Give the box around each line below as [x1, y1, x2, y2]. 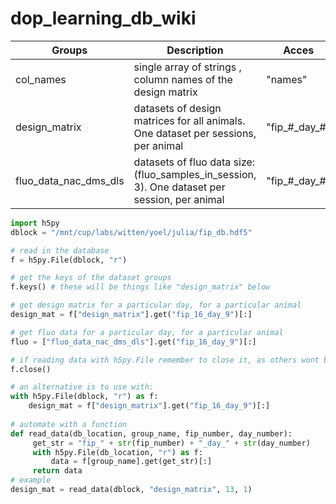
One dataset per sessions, [133, 126, 257, 140]
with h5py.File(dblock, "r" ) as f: [10, 392, 159, 402]
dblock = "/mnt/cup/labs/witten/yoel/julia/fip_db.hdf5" [10, 227, 253, 237]
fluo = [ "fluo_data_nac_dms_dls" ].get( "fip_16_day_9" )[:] [10, 337, 257, 347]
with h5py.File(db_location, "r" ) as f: [32, 447, 203, 457]
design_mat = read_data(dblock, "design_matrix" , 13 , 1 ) [10, 485, 253, 495]
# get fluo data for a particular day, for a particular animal [10, 327, 284, 337]
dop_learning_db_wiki [10, 7, 197, 30]
